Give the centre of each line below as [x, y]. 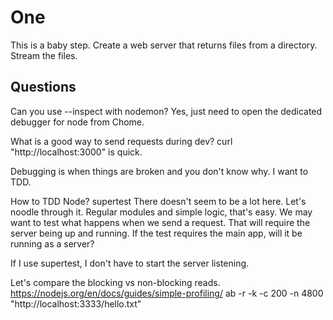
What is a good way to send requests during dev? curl [121, 141]
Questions [43, 87]
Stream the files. [44, 55]
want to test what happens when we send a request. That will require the [160, 222]
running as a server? [52, 243]
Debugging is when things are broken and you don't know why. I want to [159, 171]
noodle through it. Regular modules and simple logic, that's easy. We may [161, 212]
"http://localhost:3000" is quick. [76, 152]
